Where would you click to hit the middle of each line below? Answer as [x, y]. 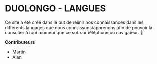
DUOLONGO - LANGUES [56, 9]
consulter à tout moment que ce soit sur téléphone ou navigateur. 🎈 [74, 32]
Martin [19, 52]
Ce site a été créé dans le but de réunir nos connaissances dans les [74, 22]
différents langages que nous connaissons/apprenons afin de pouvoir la [79, 27]
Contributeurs [20, 42]
